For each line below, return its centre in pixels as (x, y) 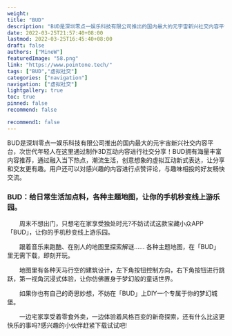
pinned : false (28, 103)
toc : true (21, 97)
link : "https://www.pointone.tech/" (60, 65)
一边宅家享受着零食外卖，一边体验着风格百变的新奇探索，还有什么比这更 (122, 316)
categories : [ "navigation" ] (48, 78)
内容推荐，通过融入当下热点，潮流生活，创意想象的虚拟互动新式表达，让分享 (116, 160)
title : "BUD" (26, 20)
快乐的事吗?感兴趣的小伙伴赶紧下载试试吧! (67, 325)
